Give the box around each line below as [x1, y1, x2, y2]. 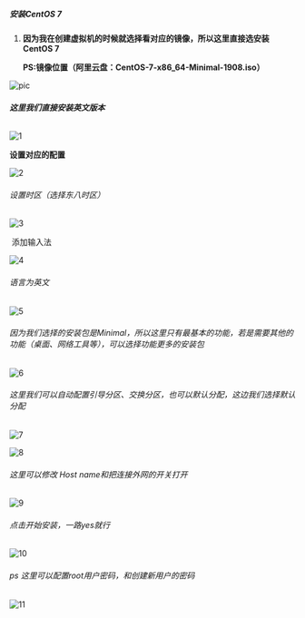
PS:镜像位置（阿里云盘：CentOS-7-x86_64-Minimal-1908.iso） [22, 62, 265, 73]
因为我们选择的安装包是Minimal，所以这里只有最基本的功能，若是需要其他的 [9, 328, 293, 338]
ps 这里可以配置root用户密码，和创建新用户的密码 [9, 570, 195, 581]
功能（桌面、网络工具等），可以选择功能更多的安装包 [9, 338, 204, 349]
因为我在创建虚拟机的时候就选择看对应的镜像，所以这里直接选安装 [22, 33, 270, 44]
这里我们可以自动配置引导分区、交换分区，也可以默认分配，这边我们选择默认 [9, 389, 296, 400]
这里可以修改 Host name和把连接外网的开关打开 [9, 468, 188, 480]
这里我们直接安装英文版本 [9, 102, 105, 113]
